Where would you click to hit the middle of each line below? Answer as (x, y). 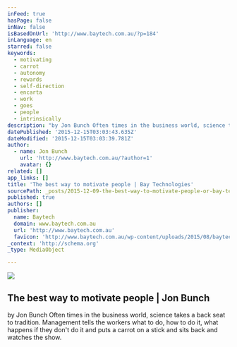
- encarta (28, 92)
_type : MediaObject (36, 250)
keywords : (22, 54)
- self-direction (39, 86)
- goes (23, 106)
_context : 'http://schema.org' (53, 243)
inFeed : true (26, 14)
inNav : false (26, 27)
